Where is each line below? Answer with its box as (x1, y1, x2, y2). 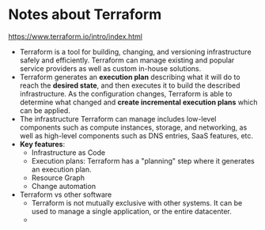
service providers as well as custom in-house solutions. (19, 63, 202, 73)
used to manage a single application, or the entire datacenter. (31, 206, 232, 216)
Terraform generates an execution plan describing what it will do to (19, 72, 240, 81)
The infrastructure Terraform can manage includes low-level (19, 114, 217, 123)
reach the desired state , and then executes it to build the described (19, 81, 240, 90)
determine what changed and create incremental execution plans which (19, 97, 259, 107)
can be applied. (19, 105, 71, 115)
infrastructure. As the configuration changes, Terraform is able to (19, 89, 233, 98)
